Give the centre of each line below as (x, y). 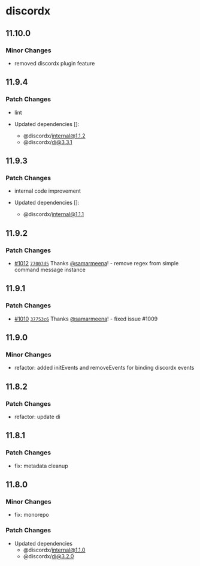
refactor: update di (37, 417)
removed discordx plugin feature (54, 63)
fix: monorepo (31, 515)
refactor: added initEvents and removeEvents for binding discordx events (104, 368)
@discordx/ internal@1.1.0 (54, 550)
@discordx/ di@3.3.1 (48, 142)
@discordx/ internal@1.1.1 (54, 214)
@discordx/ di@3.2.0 (49, 556)
